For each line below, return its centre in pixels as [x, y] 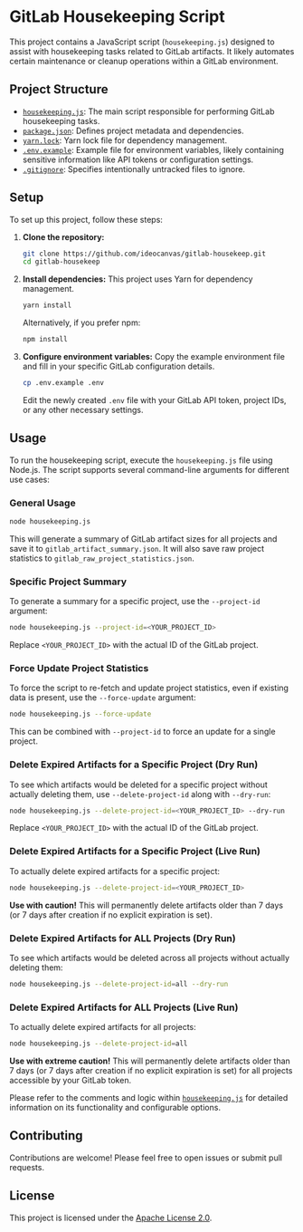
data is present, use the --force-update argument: [103, 698]
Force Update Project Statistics [79, 669]
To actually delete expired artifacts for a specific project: [114, 871]
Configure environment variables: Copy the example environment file [153, 357]
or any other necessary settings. [83, 409]
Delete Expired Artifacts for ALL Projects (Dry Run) [123, 938]
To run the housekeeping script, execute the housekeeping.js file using [141, 460]
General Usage [43, 503]
